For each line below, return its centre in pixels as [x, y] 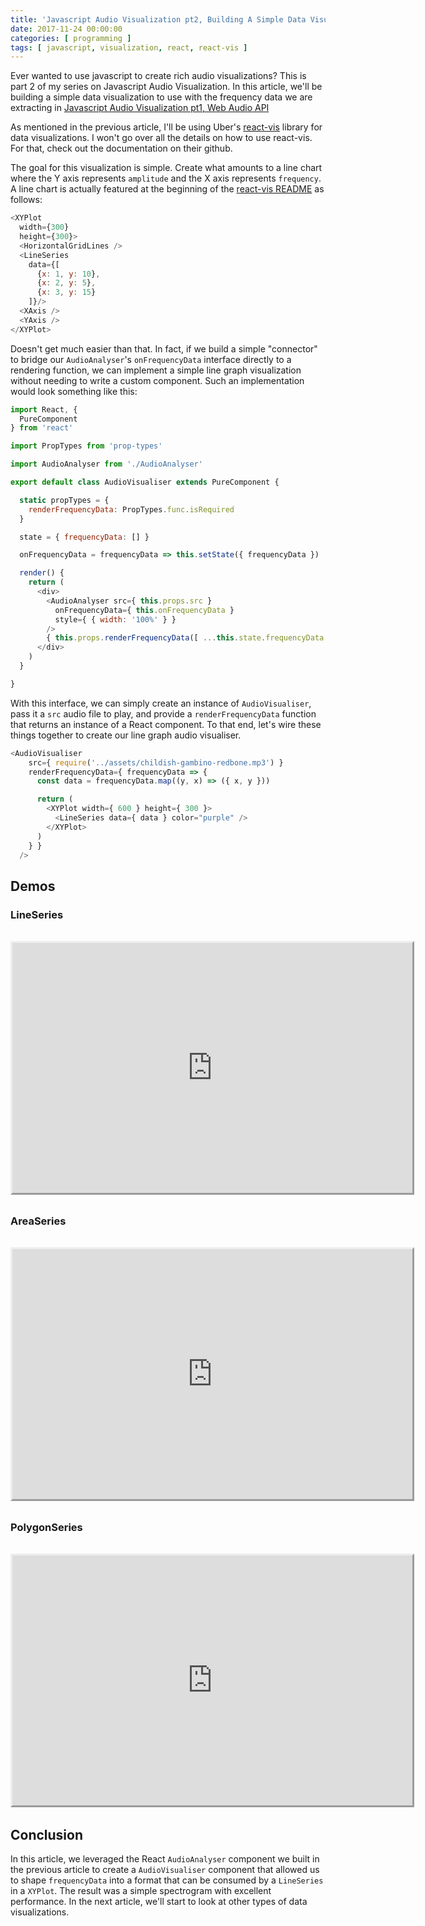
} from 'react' [42, 428]
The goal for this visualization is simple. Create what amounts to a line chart [166, 168]
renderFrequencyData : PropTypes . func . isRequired [131, 509]
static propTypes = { [64, 500]
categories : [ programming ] [71, 38]
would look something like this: [74, 391]
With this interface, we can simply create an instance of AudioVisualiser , [161, 703]
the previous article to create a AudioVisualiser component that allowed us [165, 1870]
